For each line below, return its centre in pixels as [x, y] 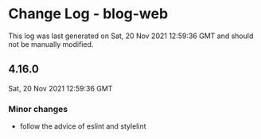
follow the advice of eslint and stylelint [83, 126]
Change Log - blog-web [88, 14]
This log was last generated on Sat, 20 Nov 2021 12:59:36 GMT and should [131, 36]
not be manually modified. [51, 44]
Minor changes [38, 109]
